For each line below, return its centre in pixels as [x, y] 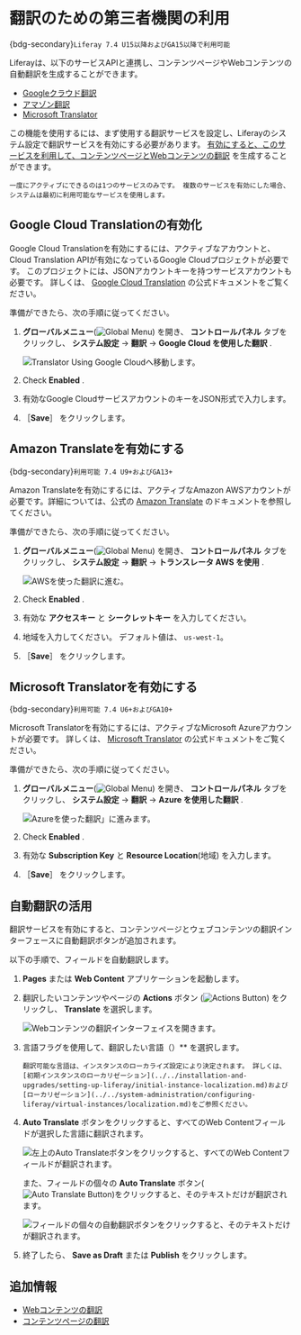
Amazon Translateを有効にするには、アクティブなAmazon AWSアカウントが [150, 490]
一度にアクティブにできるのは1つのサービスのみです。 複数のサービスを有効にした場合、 [150, 186]
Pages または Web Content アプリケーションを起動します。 [133, 979]
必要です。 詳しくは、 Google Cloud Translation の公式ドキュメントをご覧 [146, 282]
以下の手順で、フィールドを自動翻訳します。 [91, 959]
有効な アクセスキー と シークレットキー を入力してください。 [137, 617]
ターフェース [33, 940]
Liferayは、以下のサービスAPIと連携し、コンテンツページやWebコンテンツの [150, 62]
